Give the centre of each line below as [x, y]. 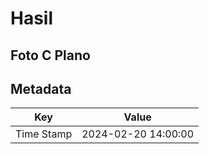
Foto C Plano [50, 55]
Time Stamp [44, 134]
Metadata [41, 88]
